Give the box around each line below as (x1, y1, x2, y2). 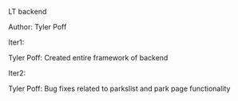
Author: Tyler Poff (8, 22, 67, 31)
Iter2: (8, 68, 26, 78)
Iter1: (8, 37, 25, 47)
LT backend (8, 7, 47, 16)
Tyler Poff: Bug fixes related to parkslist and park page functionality (8, 84, 231, 93)
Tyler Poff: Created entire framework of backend (8, 53, 169, 62)
